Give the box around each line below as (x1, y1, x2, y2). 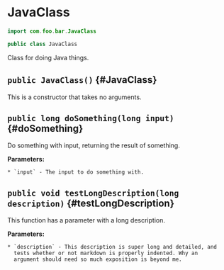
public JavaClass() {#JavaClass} (7, 74, 157, 86)
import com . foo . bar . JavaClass (7, 28, 97, 35)
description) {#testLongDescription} (7, 197, 175, 209)
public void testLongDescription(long (7, 188, 179, 198)
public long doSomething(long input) (7, 113, 174, 123)
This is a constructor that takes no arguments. (7, 93, 142, 101)
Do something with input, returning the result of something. (7, 141, 181, 150)
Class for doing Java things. (7, 53, 89, 62)
